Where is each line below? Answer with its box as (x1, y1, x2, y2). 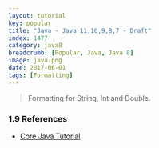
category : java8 (8, 42, 62, 50)
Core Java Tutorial (19, 131, 81, 141)
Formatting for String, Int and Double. (27, 93, 151, 102)
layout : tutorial (8, 11, 66, 20)
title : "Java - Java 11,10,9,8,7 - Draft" (8, 26, 152, 34)
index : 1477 (8, 34, 48, 42)
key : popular (8, 19, 52, 27)
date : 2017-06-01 (8, 64, 66, 72)
